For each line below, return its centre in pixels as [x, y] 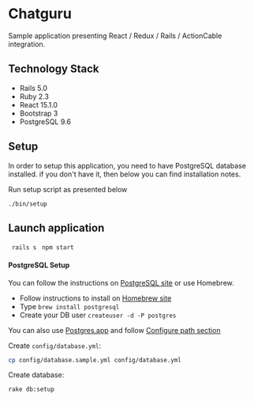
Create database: [36, 375]
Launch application [56, 227]
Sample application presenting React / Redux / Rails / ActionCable [115, 36]
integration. [27, 44]
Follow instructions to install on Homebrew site [95, 298]
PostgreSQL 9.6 [45, 121]
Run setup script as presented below [68, 189]
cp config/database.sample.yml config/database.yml [95, 360]
